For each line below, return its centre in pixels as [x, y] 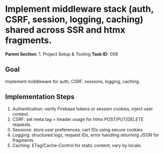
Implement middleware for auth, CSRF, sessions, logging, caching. [73, 81]
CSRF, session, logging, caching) [74, 19]
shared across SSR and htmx [65, 30]
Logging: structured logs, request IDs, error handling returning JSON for [86, 135]
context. [21, 114]
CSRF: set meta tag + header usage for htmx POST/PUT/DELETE [78, 119]
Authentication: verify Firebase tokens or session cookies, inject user [82, 109]
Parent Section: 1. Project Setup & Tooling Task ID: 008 [62, 54]
